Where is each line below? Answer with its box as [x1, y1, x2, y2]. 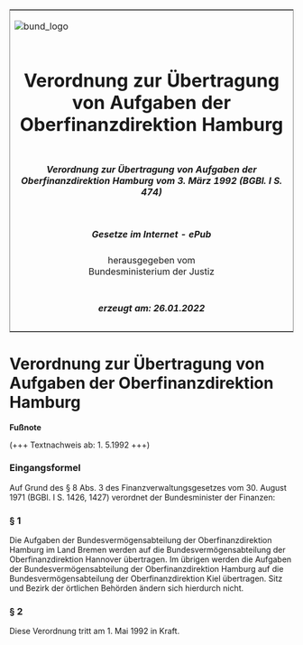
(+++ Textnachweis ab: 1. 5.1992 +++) [9, 439, 151, 450]
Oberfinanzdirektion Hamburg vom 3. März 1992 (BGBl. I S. [21, 174, 282, 187]
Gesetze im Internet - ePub [91, 227, 212, 240]
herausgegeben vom [107, 254, 196, 267]
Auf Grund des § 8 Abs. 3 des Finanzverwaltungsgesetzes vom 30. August [9, 482, 287, 493]
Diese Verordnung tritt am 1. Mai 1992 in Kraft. [9, 626, 180, 637]
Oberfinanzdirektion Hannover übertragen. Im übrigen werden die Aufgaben [9, 554, 292, 565]
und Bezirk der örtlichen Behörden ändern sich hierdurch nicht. [9, 583, 244, 594]
